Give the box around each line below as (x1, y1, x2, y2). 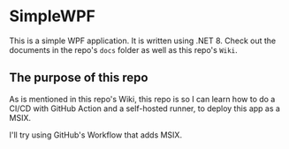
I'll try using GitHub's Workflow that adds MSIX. (9, 130, 183, 140)
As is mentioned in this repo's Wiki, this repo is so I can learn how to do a (9, 93, 276, 104)
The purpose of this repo (9, 71, 148, 86)
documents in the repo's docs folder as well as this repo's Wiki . (9, 44, 239, 55)
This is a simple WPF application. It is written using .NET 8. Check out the (9, 35, 277, 46)
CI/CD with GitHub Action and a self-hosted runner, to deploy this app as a (9, 103, 281, 114)
